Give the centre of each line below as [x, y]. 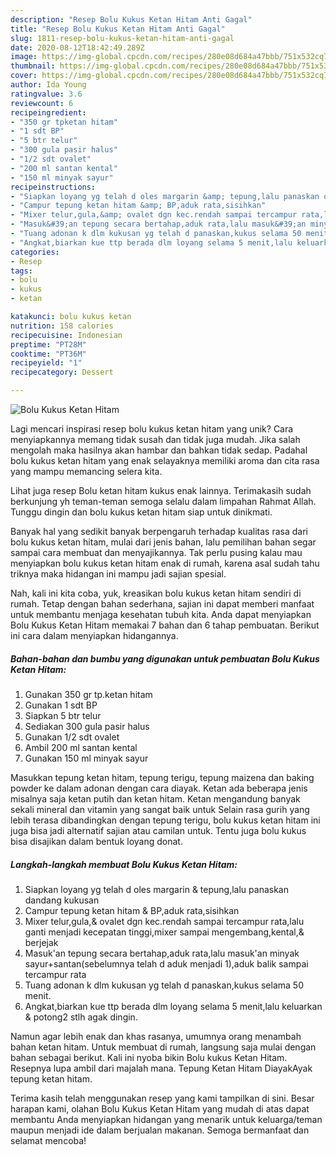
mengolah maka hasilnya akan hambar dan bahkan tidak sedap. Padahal [159, 450]
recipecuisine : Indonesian [66, 335]
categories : [35, 252]
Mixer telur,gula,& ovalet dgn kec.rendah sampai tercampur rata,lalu [164, 921]
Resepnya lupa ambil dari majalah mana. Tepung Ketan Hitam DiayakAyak [161, 1068]
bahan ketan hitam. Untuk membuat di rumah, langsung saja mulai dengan [163, 1047]
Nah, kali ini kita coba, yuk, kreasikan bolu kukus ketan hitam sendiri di [156, 593]
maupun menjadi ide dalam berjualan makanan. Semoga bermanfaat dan [160, 1130]
